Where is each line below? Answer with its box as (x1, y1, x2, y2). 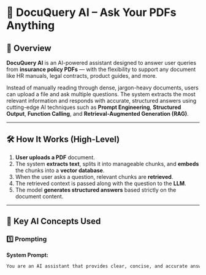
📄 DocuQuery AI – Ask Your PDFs (6, 6, 177, 20)
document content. (15, 192, 64, 200)
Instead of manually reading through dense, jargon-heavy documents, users (6, 84, 199, 91)
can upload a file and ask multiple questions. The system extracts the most (6, 91, 196, 97)
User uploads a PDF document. (15, 153, 95, 161)
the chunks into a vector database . (15, 167, 105, 174)
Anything (6, 18, 55, 32)
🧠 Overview (6, 43, 51, 53)
